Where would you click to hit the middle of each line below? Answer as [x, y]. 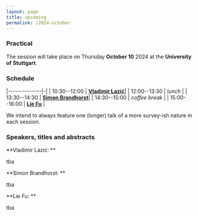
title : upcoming [26, 17]
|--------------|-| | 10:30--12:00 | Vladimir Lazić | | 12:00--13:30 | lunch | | [97, 91]
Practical [19, 43]
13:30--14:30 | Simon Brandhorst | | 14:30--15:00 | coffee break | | [87, 97]
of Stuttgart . [22, 62]
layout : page [22, 12]
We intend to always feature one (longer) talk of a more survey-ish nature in [99, 115]
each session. [23, 121]
